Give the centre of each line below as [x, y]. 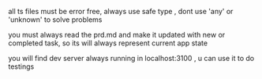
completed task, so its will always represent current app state [108, 43]
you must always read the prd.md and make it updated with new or [117, 35]
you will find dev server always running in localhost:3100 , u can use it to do [131, 58]
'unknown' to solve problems [55, 20]
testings [21, 66]
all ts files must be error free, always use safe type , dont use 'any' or [121, 11]
